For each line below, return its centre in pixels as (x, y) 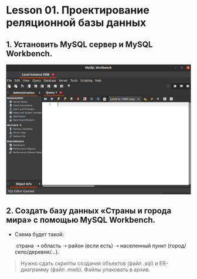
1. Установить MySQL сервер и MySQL (79, 44)
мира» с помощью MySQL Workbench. (81, 220)
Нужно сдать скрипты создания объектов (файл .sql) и (89, 263)
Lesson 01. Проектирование (78, 10)
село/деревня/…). (37, 252)
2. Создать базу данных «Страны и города (89, 211)
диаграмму (35, 269)
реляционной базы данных (76, 23)
